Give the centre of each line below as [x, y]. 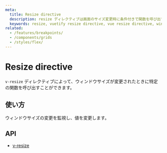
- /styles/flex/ [26, 42]
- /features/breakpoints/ [37, 33]
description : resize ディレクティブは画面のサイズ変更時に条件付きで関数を [80, 19]
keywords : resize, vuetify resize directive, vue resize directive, [82, 24]
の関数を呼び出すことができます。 [40, 87]
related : [14, 28]
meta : [11, 10]
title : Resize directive [35, 14]
